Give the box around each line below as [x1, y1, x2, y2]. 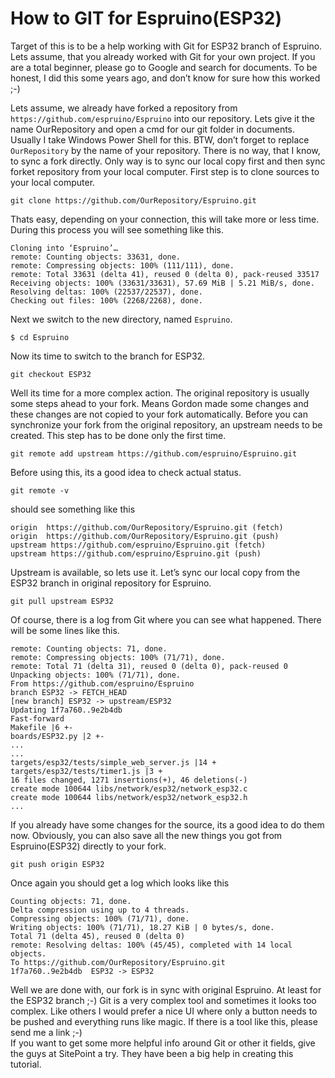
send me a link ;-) [10, 1026, 83, 1038]
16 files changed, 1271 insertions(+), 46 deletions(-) [10, 775, 248, 785]
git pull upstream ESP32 [10, 596, 114, 606]
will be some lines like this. [10, 624, 120, 636]
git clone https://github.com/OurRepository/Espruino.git [10, 195, 257, 206]
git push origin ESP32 [10, 859, 105, 869]
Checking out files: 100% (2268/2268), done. [10, 295, 203, 306]
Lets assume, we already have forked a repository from [10, 102, 238, 114]
